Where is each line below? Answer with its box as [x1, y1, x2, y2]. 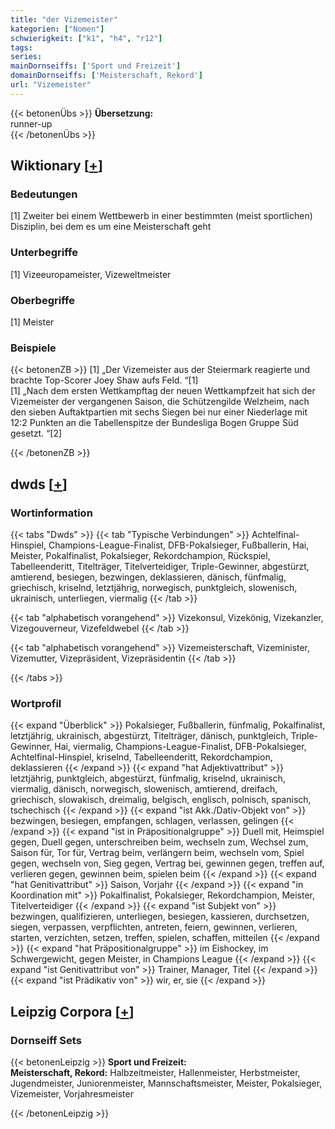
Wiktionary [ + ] [10, 157, 103, 175]
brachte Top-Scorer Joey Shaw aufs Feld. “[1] [10, 374, 199, 386]
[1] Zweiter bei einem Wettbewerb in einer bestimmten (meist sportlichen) [10, 210, 313, 222]
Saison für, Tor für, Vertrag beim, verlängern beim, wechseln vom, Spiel [10, 847, 305, 859]
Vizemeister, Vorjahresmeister [10, 1088, 134, 1100]
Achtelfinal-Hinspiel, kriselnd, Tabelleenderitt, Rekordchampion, [10, 751, 273, 763]
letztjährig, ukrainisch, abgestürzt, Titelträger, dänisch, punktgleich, [10, 730, 289, 742]
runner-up [10, 117, 53, 130]
